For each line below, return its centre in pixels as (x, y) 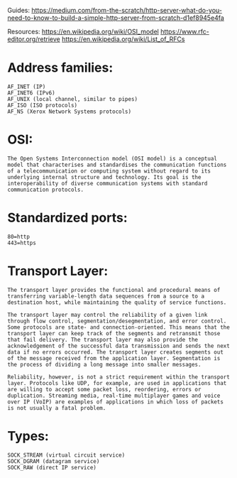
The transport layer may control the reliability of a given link (108, 315)
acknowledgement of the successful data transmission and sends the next (119, 346)
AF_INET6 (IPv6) (31, 93)
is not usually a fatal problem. (57, 408)
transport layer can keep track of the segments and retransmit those (114, 333)
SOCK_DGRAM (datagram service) (54, 461)
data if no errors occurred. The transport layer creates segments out (115, 352)
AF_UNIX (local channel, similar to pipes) (73, 99)
